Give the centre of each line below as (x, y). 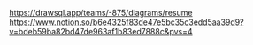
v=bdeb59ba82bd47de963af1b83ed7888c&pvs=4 (101, 31)
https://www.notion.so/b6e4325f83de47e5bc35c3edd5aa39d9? (127, 22)
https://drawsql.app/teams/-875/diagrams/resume (101, 13)
